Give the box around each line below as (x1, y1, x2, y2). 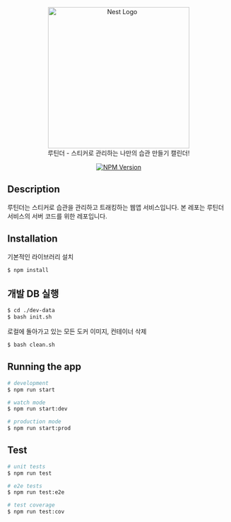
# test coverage (7, 502, 55, 509)
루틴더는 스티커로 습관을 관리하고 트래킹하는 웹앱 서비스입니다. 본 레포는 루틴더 (7, 203, 225, 211)
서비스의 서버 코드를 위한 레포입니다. (7, 212, 107, 220)
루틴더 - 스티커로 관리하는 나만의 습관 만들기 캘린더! (47, 149, 190, 157)
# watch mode (7, 399, 46, 406)
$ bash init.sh (7, 314, 52, 321)
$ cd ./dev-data (7, 307, 55, 314)
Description (7, 184, 60, 196)
